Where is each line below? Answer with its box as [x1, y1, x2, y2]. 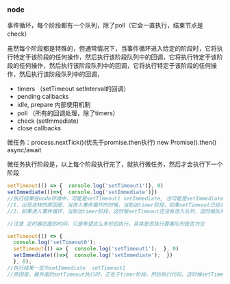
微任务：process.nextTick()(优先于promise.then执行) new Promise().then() [7, 139, 217, 147]
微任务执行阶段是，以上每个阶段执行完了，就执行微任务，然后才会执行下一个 [7, 160, 223, 169]
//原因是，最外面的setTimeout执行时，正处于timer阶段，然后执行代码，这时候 [7, 271, 202, 278]
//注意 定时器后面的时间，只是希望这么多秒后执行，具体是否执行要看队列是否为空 [7, 220, 205, 227]
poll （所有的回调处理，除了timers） [16, 109, 119, 117]
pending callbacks [16, 93, 69, 101]
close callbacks [16, 124, 62, 132]
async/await [7, 146, 42, 154]
